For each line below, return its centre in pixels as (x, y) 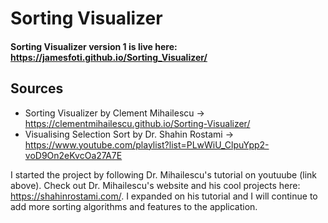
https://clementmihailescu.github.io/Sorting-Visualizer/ (137, 123)
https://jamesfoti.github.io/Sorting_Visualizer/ (109, 57)
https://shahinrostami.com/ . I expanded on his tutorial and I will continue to (164, 196)
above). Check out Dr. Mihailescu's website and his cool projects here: (155, 185)
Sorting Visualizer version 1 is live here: (94, 46)
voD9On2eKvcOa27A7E (73, 155)
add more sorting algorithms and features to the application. (134, 206)
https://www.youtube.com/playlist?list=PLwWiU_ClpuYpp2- (147, 144)
